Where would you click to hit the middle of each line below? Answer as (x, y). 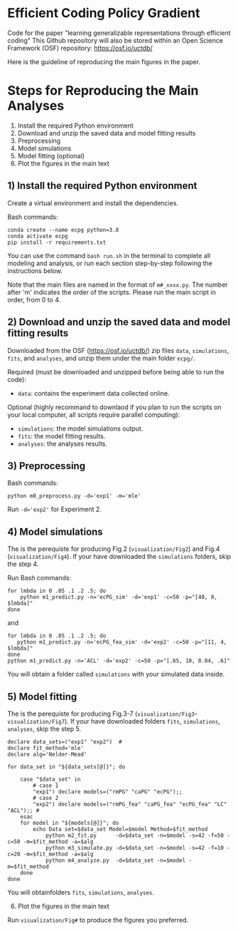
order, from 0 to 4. (34, 299)
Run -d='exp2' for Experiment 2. (54, 509)
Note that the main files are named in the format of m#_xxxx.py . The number (118, 284)
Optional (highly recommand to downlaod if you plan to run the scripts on (114, 407)
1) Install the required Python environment (102, 186)
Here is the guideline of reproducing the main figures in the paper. (104, 61)
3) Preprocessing (47, 466)
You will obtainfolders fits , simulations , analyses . (81, 892)
